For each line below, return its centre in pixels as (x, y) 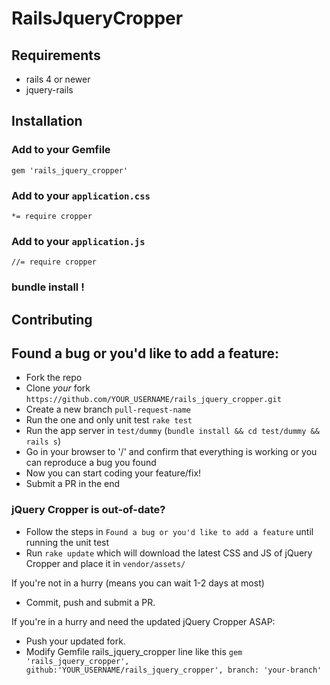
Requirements (56, 55)
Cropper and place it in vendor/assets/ (105, 563)
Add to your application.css (81, 195)
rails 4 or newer (58, 79)
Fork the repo (54, 378)
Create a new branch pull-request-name (108, 409)
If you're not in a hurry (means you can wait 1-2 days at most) (138, 583)
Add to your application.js (78, 241)
